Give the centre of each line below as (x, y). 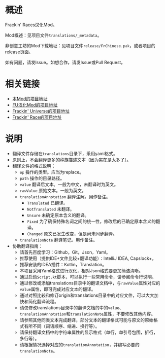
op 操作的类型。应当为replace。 (52, 172)
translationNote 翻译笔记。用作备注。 (58, 240)
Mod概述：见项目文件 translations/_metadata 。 (53, 35)
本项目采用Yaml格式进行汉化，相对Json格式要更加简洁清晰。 (81, 270)
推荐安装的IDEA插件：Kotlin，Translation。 (63, 264)
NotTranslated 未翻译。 (51, 209)
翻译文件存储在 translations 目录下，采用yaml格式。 (65, 153)
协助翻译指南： (27, 246)
